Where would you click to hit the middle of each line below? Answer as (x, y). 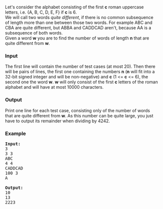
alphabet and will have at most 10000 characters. (54, 87)
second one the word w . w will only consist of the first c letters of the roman (81, 82)
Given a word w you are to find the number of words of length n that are (77, 38)
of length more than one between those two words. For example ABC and (79, 22)
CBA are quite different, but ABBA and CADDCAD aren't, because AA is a (78, 28)
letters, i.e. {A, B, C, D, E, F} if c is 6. (41, 12)
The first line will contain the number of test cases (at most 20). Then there (80, 66)
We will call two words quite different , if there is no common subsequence (79, 17)
